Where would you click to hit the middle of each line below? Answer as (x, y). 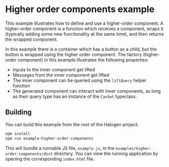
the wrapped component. (32, 39)
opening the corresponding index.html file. (50, 159)
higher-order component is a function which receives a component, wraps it (84, 28)
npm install (18, 134)
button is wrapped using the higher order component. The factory (74, 54)
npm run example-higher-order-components (49, 138)
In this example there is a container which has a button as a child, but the (81, 49)
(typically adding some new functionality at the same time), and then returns (84, 34)
